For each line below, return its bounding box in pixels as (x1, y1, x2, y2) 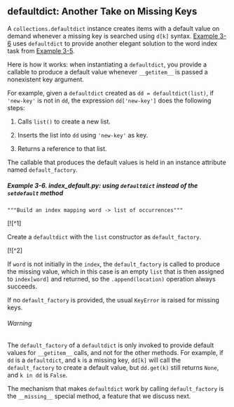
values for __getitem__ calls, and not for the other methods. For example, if (7, 348, 224, 356)
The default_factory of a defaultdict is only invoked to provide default (7, 340, 214, 349)
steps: (7, 103, 25, 112)
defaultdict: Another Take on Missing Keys (7, 6, 198, 18)
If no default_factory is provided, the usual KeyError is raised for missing (7, 295, 219, 304)
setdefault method (7, 189, 64, 197)
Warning (7, 319, 32, 328)
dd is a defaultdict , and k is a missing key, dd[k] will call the (7, 356, 181, 364)
